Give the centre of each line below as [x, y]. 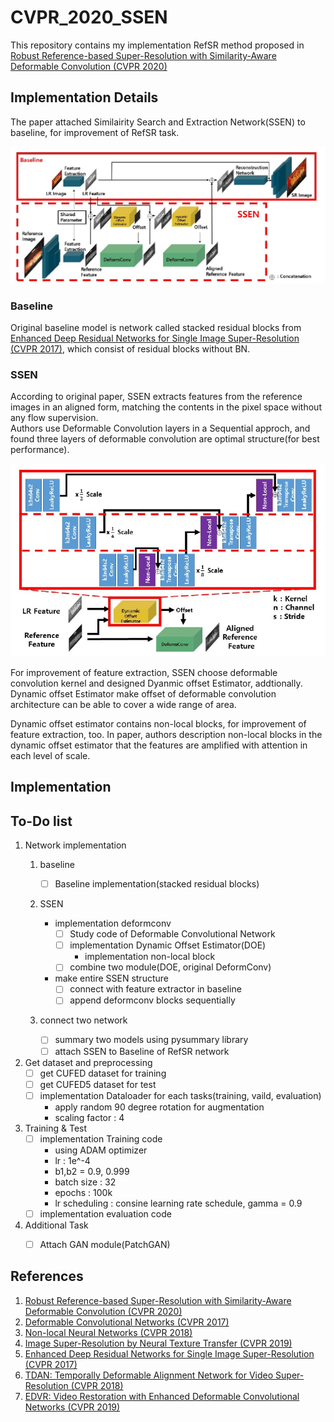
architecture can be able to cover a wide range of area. [123, 704]
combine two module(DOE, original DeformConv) [170, 967]
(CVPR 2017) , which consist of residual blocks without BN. [130, 349]
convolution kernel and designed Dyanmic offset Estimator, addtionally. [156, 683]
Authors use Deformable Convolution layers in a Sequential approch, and [160, 428]
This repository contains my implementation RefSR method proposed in [157, 45]
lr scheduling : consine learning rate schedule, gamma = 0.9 [178, 1203]
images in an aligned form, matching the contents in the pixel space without [166, 407]
